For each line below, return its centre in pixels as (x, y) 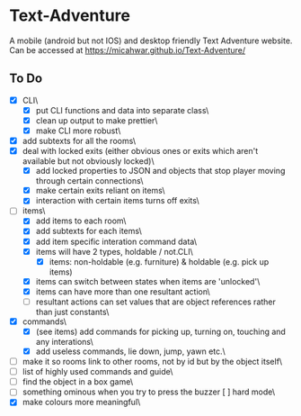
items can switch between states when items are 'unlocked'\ (148, 281)
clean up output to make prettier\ (97, 120)
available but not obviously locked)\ (88, 161)
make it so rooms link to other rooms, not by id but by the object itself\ (152, 362)
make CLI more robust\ (78, 131)
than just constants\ (72, 312)
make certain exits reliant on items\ (100, 191)
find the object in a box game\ (77, 382)
